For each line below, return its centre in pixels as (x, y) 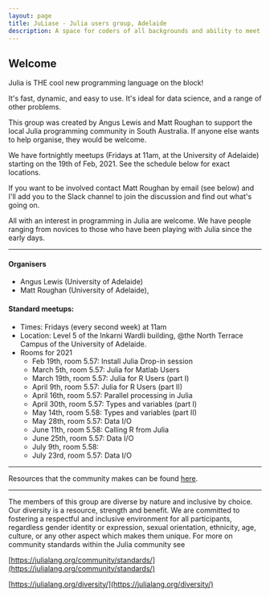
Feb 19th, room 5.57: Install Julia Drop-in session (112, 361)
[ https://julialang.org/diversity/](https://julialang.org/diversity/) (111, 584)
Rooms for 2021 (46, 352)
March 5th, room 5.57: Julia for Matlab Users (106, 369)
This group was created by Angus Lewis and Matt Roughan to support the (131, 122)
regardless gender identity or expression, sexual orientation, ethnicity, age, (133, 527)
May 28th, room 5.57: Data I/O (82, 421)
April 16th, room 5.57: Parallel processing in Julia (112, 395)
